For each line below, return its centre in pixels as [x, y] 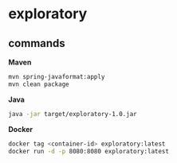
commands [37, 43]
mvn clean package [39, 84]
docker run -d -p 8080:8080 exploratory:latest [89, 151]
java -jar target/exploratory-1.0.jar [73, 114]
